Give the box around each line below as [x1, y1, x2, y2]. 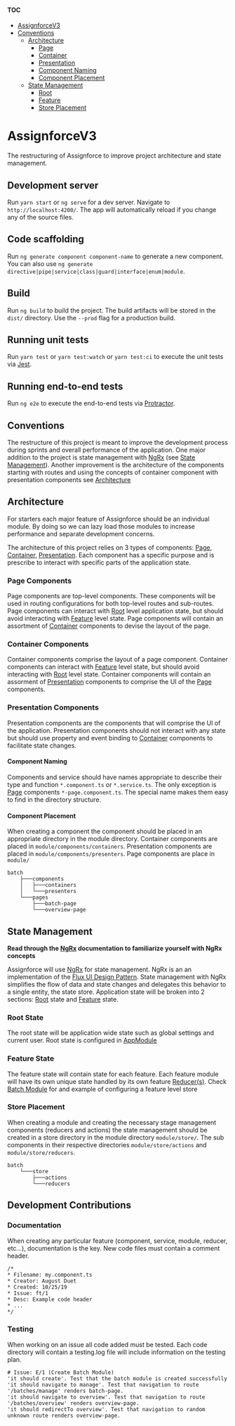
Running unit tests [7, 334, 89, 346]
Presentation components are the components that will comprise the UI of [7, 719, 221, 727]
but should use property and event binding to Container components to [7, 733, 213, 742]
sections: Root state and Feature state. [7, 995, 119, 1003]
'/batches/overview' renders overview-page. [7, 1399, 140, 1407]
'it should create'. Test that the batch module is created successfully [7, 1375, 228, 1382]
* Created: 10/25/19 [7, 1283, 68, 1291]
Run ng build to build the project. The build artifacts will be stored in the [7, 306, 216, 315]
